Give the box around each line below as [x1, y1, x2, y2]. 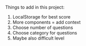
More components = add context [12, 19, 81, 25]
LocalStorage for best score [12, 14, 71, 19]
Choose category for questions [12, 30, 77, 35]
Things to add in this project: [5, 4, 64, 10]
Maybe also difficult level [12, 35, 64, 41]
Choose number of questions [12, 24, 73, 30]
